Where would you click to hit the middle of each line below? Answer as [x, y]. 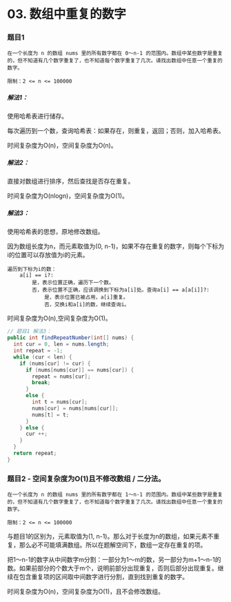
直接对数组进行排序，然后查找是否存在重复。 [71, 181]
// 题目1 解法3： [29, 332]
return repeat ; [35, 453]
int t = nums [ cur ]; [60, 402]
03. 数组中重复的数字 [67, 14]
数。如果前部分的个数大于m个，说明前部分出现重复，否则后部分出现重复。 [113, 568]
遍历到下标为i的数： [32, 270]
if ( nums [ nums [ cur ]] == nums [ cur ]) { [80, 370]
